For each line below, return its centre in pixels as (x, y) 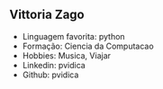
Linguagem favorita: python (73, 36)
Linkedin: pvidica (54, 65)
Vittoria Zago (47, 15)
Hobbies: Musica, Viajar (66, 55)
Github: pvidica (50, 75)
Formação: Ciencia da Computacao (88, 46)
